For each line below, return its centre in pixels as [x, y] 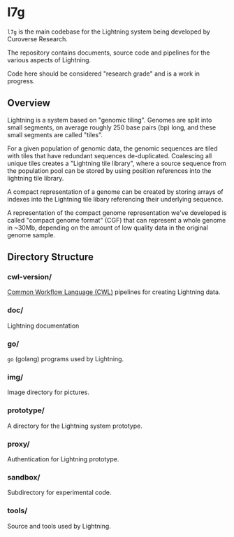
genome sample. [31, 235]
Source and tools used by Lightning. [59, 526]
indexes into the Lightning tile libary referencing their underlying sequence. [115, 199]
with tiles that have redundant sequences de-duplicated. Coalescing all [110, 155]
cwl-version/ [30, 277]
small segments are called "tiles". [55, 134]
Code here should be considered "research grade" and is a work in [104, 74]
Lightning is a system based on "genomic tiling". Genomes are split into [110, 120]
